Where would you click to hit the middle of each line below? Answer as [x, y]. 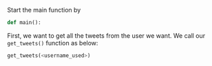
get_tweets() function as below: [53, 43]
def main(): [24, 23]
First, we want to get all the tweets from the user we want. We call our [106, 35]
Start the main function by [44, 10]
